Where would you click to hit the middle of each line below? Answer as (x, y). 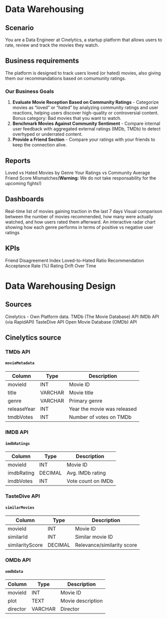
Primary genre (86, 401)
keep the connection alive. (40, 145)
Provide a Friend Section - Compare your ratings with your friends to (84, 139)
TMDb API (18, 352)
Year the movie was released (103, 409)
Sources (18, 304)
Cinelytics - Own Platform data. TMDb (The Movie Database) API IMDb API (82, 317)
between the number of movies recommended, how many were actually (79, 216)
